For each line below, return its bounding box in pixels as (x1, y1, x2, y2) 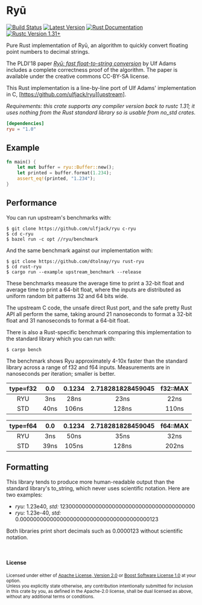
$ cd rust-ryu (6, 264, 42, 270)
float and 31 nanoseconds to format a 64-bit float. (6, 317, 130, 324)
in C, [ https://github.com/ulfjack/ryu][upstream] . (6, 90, 127, 98)
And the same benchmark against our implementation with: (6, 247, 153, 254)
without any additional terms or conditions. (6, 594, 95, 600)
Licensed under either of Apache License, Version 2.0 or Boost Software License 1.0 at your (6, 572, 197, 578)
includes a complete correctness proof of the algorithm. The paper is (6, 66, 178, 73)
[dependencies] (6, 120, 45, 127)
